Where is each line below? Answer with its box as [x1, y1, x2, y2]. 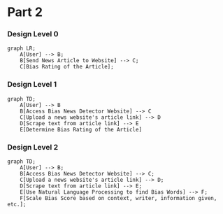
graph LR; [7, 45, 36, 52]
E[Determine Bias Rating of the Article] [20, 126, 142, 133]
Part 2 [7, 4, 43, 20]
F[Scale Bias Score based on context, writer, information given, [20, 195, 217, 202]
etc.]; [7, 201, 27, 208]
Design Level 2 [7, 142, 59, 152]
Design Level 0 [7, 29, 59, 39]
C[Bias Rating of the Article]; [20, 64, 114, 71]
